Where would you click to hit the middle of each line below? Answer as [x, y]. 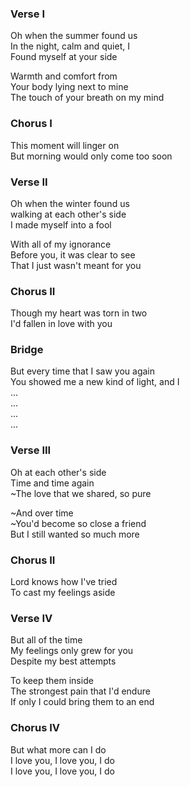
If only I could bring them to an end [82, 702]
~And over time [42, 513]
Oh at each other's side [58, 472]
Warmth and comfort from [64, 76]
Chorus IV [35, 728]
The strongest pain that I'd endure [80, 691]
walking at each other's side [68, 214]
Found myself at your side [64, 57]
